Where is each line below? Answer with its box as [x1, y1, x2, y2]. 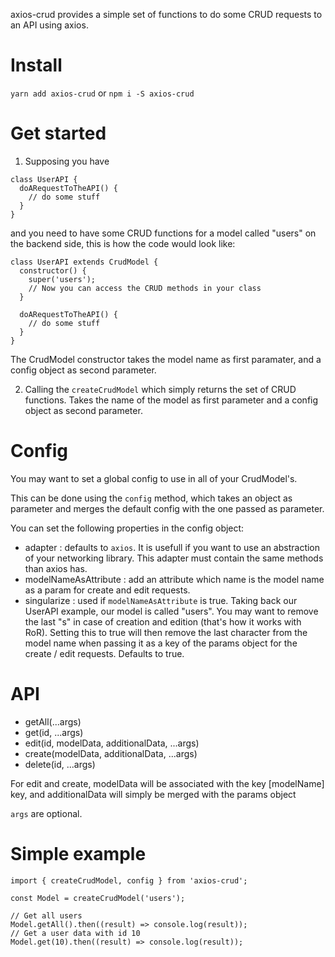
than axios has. [24, 562, 88, 574]
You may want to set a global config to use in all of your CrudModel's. [10, 472, 298, 484]
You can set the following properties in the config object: [10, 522, 245, 534]
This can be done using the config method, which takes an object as [10, 492, 293, 504]
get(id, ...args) [24, 726, 84, 738]
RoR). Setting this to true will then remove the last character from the [24, 626, 308, 638]
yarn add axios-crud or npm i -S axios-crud [10, 87, 195, 99]
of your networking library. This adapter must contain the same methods [24, 552, 324, 564]
